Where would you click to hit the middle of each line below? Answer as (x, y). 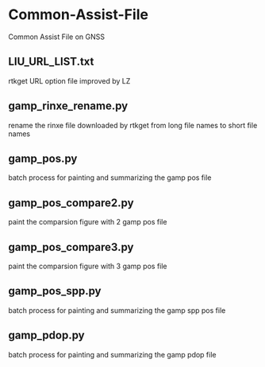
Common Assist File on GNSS (57, 37)
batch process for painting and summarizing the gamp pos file (110, 178)
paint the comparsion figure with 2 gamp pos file (88, 222)
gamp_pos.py (43, 158)
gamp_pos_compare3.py (71, 247)
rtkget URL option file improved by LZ (69, 80)
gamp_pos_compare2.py (71, 203)
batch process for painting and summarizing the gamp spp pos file (117, 310)
